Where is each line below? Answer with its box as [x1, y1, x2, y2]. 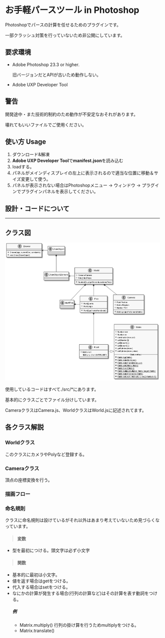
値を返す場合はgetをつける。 [12, 578, 71, 584]
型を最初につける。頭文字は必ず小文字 [12, 548, 90, 554]
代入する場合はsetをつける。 [12, 584, 70, 590]
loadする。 [12, 164, 34, 170]
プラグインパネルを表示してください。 [21, 189, 98, 195]
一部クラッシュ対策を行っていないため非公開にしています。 [5, 32, 125, 38]
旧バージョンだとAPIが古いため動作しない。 [12, 72, 101, 78]
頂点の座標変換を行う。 [5, 477, 53, 483]
